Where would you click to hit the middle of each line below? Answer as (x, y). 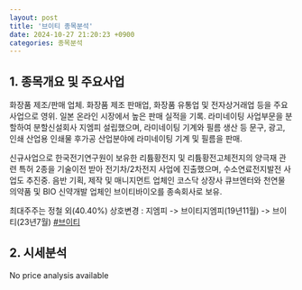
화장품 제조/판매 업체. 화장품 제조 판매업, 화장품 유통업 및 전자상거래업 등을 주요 (149, 105)
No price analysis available (59, 275)
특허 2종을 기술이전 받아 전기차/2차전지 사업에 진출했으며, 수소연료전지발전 (150, 169)
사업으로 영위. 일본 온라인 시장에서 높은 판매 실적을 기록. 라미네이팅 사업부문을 (146, 116)
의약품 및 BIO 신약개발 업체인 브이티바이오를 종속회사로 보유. (116, 192)
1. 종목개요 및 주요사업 (67, 82)
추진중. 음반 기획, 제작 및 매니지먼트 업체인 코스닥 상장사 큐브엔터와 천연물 (156, 180)
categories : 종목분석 (46, 43)
